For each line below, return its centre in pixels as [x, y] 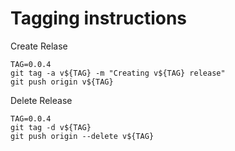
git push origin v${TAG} [62, 82]
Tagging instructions [99, 18]
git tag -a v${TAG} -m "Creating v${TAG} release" [118, 73]
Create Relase [39, 46]
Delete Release [41, 100]
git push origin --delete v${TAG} [82, 136]
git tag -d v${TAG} [51, 127]
